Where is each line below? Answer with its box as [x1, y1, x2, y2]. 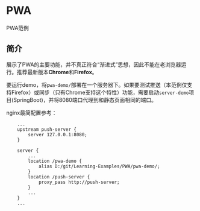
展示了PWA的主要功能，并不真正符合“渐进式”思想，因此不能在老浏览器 [6, 61, 181, 68]
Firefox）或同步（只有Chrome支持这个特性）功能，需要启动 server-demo [11, 89, 189, 96]
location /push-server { [28, 174, 90, 180]
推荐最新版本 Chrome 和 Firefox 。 [16, 68, 98, 75]
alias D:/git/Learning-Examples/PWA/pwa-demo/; [38, 163, 161, 169]
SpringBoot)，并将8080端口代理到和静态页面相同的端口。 [13, 96, 157, 103]
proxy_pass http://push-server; [38, 179, 120, 185]
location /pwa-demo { [28, 158, 83, 164]
